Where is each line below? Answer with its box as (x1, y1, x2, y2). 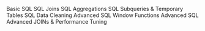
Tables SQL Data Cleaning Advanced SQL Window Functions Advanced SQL (6, 12, 199, 19)
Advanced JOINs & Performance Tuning (6, 18, 107, 25)
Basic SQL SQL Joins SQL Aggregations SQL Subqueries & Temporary (6, 5, 184, 12)
